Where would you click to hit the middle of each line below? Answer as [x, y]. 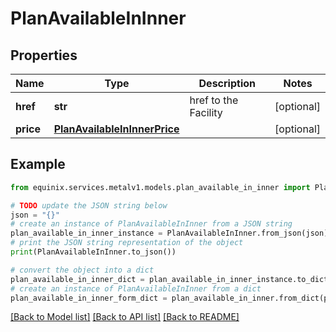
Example [38, 164]
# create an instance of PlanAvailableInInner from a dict [136, 288]
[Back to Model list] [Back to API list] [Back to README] [125, 317]
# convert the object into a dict [82, 270]
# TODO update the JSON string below [89, 205]
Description [227, 83]
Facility [206, 112]
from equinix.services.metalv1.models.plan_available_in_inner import [160, 187]
